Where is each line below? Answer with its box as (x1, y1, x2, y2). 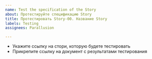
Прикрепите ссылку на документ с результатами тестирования (12, 49, 148, 55)
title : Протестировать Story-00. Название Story (5, 16, 107, 21)
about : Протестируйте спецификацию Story (5, 12, 92, 17)
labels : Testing (5, 21, 39, 26)
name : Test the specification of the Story (5, 7, 97, 12)
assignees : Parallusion (5, 26, 54, 30)
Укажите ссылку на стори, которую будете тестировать (12, 43, 131, 49)
